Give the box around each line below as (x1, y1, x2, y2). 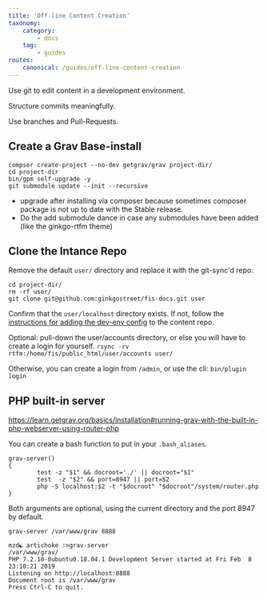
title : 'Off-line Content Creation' (8, 11, 130, 20)
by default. (8, 512, 44, 522)
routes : (8, 57, 34, 65)
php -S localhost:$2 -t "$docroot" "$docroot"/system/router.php (37, 482, 260, 491)
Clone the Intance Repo (8, 244, 127, 258)
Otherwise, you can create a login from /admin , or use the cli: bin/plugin (8, 364, 246, 374)
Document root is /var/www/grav (8, 577, 116, 585)
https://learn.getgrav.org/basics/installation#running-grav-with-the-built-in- (8, 415, 258, 425)
